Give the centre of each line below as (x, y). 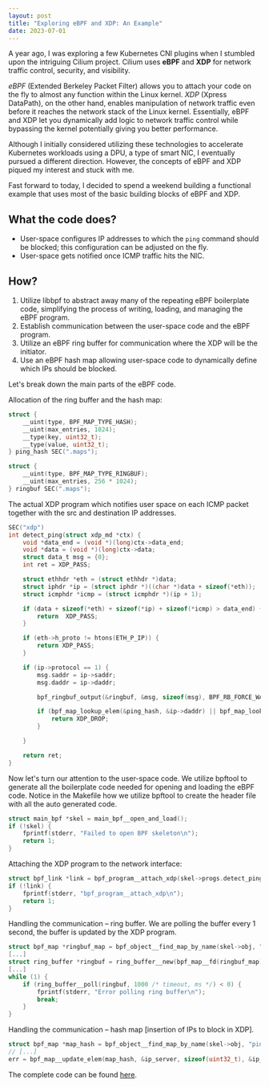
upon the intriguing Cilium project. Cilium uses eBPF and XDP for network (130, 62)
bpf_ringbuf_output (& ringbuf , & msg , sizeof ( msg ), (121, 697)
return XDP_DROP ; (80, 719)
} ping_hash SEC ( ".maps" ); (53, 452)
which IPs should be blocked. (68, 369)
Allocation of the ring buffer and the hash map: (85, 400)
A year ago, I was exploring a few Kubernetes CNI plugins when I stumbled (132, 54)
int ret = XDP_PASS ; (57, 565)
